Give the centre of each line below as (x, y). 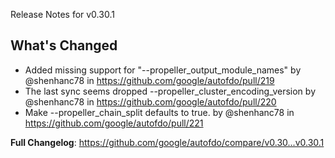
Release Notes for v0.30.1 (62, 14)
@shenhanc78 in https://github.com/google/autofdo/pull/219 (149, 80)
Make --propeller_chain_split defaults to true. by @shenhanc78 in (159, 112)
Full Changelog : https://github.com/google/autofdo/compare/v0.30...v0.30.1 (167, 142)
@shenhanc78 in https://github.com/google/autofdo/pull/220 (150, 101)
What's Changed (64, 45)
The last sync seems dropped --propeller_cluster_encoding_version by (170, 91)
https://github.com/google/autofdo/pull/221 (114, 123)
